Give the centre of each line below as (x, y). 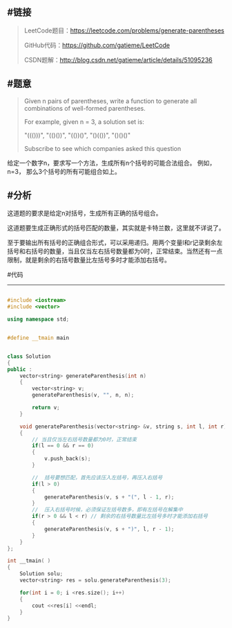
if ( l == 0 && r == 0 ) (63, 446)
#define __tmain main (38, 338)
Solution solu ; (41, 574)
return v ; (46, 408)
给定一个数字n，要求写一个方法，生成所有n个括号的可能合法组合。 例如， (112, 163)
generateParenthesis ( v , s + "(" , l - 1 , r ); (109, 497)
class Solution (29, 356)
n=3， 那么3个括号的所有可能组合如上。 (64, 171)
